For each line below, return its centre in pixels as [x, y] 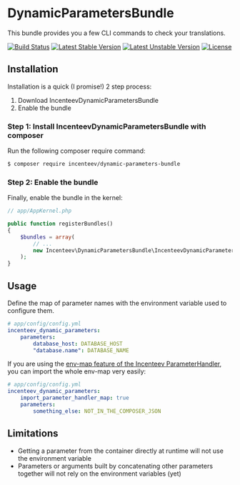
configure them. [31, 311]
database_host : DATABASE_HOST [78, 344]
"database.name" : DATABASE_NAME [81, 350]
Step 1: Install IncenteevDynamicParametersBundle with [107, 126]
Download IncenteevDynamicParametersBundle [88, 100]
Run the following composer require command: [76, 151]
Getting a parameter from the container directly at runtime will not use [120, 451]
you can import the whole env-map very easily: [77, 371]
